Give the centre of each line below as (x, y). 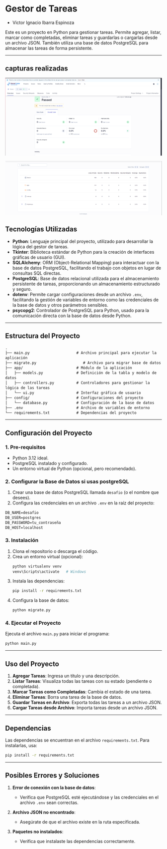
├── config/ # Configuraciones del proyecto (74, 398)
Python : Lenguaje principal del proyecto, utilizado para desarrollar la (83, 241)
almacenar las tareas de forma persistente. (49, 48)
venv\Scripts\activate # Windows (49, 572)
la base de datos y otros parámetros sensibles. (60, 305)
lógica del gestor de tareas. (40, 246)
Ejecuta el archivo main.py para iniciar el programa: (57, 634)
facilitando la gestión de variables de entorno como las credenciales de (85, 300)
